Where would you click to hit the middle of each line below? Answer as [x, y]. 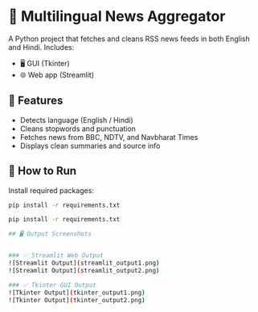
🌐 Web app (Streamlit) [57, 75]
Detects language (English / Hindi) [77, 120]
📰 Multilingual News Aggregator [117, 16]
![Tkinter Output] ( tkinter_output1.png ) [77, 293]
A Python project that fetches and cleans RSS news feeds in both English [129, 39]
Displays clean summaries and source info [90, 146]
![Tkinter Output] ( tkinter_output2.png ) [77, 300]
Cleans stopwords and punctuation [78, 129]
